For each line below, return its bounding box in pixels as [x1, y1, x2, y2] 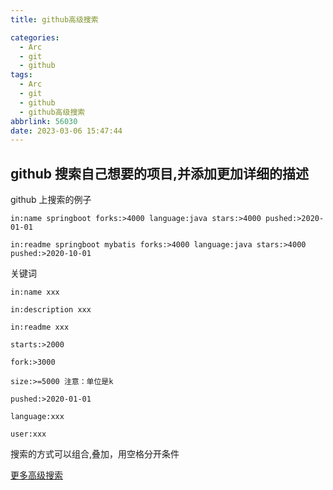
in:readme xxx [10, 322, 70, 333]
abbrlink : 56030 [10, 116, 78, 126]
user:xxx [10, 429, 47, 440]
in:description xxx [10, 305, 92, 315]
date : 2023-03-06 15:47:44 [10, 126, 123, 136]
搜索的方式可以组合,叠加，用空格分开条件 [10, 448, 180, 460]
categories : [10, 32, 60, 43]
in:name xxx [10, 287, 60, 298]
